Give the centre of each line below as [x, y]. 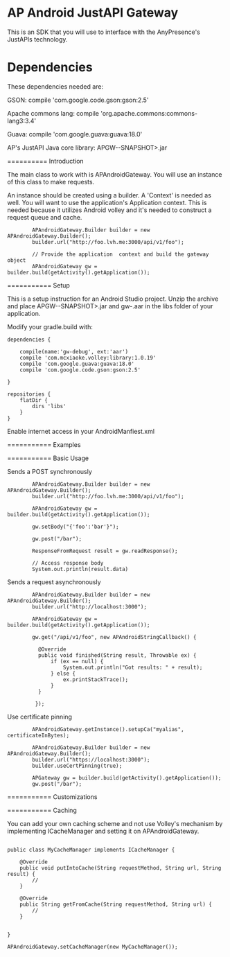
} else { [63, 674]
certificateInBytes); [38, 735]
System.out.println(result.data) [80, 569]
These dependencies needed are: [55, 86]
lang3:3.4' [22, 121]
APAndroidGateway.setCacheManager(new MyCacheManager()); [92, 947]
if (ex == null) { [77, 661]
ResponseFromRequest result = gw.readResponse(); [105, 551]
